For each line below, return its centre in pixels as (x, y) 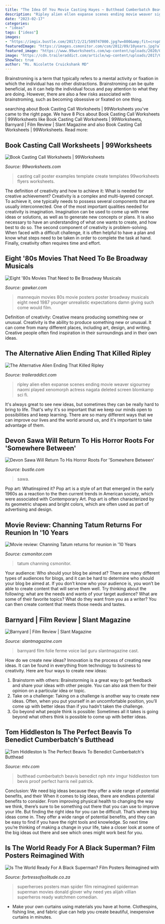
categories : (17, 23)
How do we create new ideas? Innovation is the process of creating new (78, 660)
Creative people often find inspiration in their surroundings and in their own (81, 333)
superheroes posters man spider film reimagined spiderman (78, 886)
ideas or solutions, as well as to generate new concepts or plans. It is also (80, 217)
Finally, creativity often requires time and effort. (53, 243)
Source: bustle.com (25, 469)
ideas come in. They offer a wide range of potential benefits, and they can (80, 817)
